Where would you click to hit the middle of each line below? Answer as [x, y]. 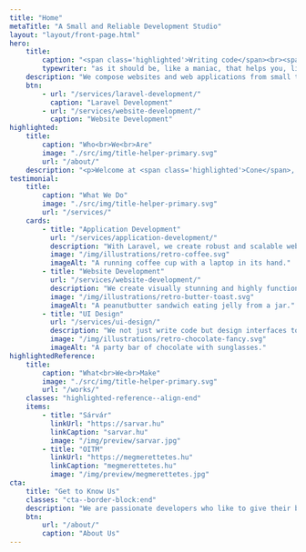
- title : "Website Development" [104, 272]
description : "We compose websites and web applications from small [158, 77]
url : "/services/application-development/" [134, 237]
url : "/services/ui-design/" [105, 322]
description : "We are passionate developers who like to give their [158, 508]
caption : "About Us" [81, 534]
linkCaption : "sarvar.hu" [99, 432]
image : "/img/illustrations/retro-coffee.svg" [140, 255]
